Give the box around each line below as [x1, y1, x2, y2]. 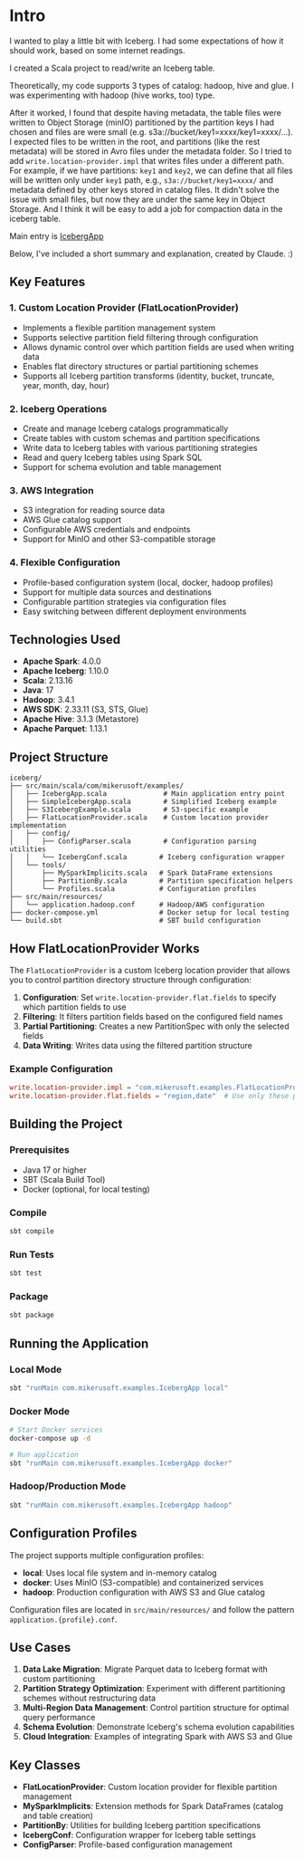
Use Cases [9, 1640, 71, 1655]
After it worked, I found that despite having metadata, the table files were [9, 107, 282, 118]
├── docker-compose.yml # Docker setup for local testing [9, 908, 290, 917]
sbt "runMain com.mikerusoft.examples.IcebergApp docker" [9, 1459, 233, 1468]
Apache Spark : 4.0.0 [22, 656, 101, 666]
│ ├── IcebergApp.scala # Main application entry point [9, 790, 285, 799]
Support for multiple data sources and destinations [22, 586, 213, 598]
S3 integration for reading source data [22, 504, 166, 516]
